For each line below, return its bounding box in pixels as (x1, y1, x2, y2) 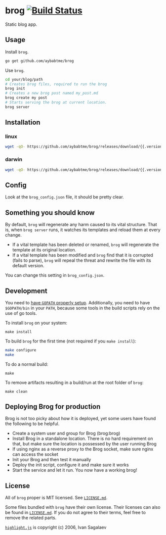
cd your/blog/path (5, 77, 43, 82)
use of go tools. (5, 310, 37, 316)
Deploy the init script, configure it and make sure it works (12, 462, 129, 468)
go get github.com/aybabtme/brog (5, 58, 74, 63)
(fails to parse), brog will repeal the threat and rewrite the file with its (12, 257, 152, 263)
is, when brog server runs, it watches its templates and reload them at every (5, 227, 161, 233)
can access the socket (12, 451, 58, 457)
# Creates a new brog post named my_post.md (5, 91, 98, 96)
